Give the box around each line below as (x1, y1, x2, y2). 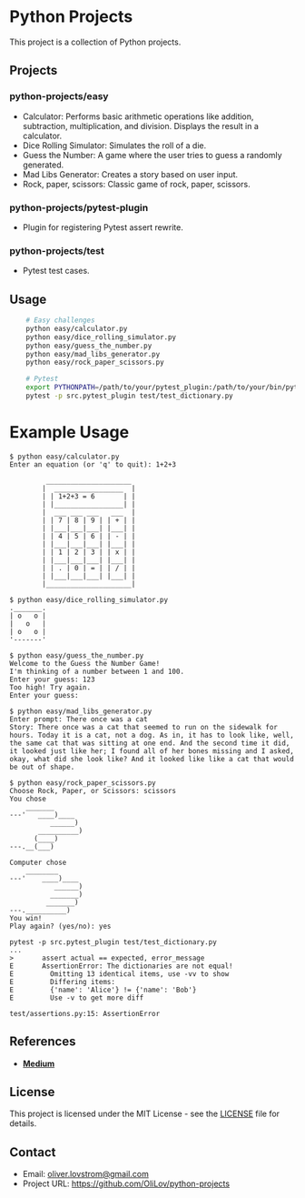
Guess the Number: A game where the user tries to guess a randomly (22, 149, 283, 160)
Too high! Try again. (9, 682, 92, 692)
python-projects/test (9, 244, 104, 257)
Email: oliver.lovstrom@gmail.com (22, 1169, 150, 1180)
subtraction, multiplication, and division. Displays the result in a (22, 120, 259, 131)
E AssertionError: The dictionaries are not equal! (9, 961, 233, 971)
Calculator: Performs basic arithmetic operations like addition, (22, 111, 254, 122)
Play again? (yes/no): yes (9, 921, 112, 931)
